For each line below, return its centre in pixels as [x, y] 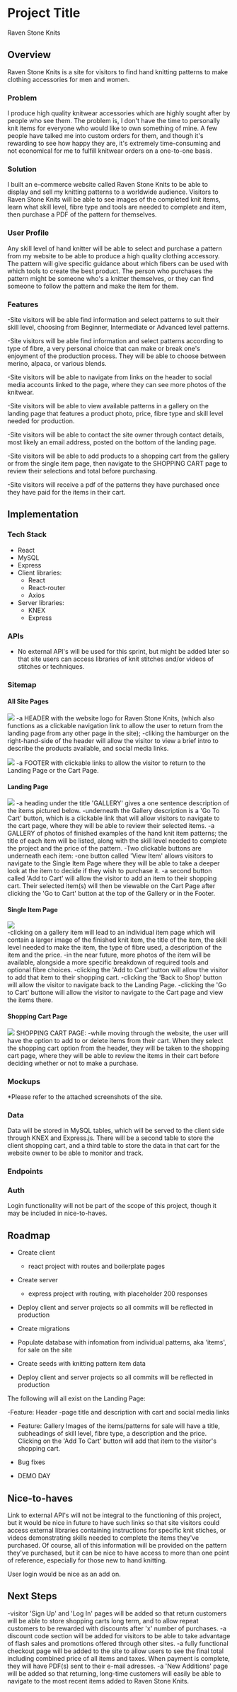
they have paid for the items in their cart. [67, 492]
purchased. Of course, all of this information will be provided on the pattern [117, 1546]
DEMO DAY [34, 1476]
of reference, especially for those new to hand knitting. [87, 1560]
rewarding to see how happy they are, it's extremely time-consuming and [114, 144]
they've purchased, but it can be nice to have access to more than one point [118, 1553]
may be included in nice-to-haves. [57, 1213]
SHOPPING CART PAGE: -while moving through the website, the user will [122, 1033]
